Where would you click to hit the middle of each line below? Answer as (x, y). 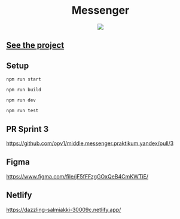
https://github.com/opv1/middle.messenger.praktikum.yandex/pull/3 (90, 143)
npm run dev (21, 100)
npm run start (24, 79)
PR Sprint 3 (28, 129)
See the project (35, 45)
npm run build (24, 90)
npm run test (22, 111)
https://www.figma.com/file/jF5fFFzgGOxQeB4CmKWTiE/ (77, 176)
